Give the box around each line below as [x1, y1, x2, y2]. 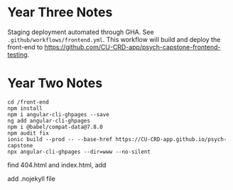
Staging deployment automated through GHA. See [7, 28, 154, 36]
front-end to [7, 43, 43, 51]
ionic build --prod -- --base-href [7, 135, 113, 142]
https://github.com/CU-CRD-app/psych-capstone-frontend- [44, 43, 221, 51]
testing [7, 50, 28, 59]
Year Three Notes [7, 4, 113, 21]
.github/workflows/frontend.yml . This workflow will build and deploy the [7, 35, 221, 43]
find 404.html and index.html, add [7, 160, 107, 169]
